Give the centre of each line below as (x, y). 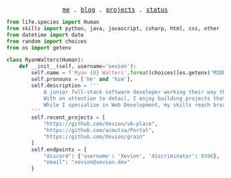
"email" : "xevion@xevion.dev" (87, 162)
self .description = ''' (65, 85)
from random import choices (47, 41)
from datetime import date (45, 35)
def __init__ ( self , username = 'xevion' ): (78, 67)
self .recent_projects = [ (69, 118)
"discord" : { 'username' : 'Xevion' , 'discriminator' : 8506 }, (131, 156)
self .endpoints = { (59, 149)
